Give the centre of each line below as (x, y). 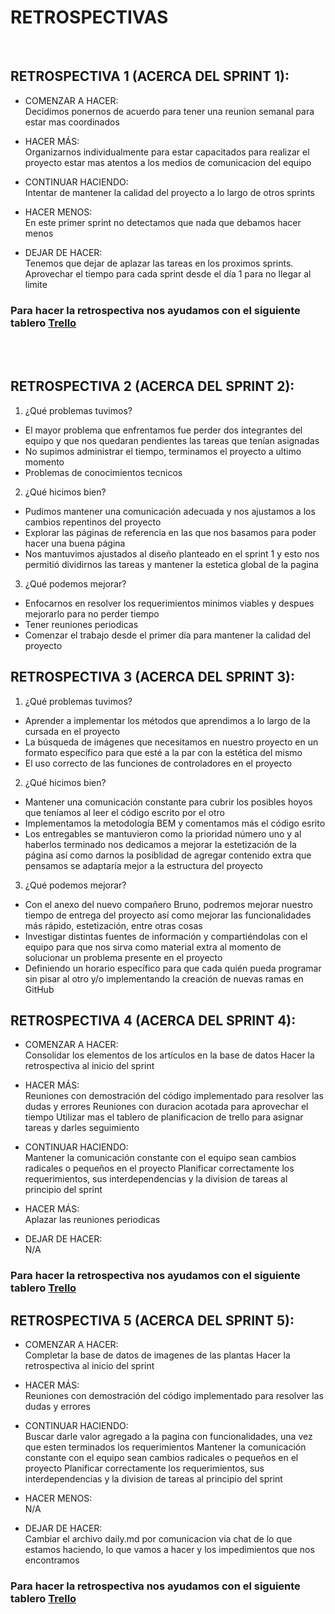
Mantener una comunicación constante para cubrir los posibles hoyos (168, 802)
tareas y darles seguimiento (82, 1128)
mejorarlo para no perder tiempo (92, 613)
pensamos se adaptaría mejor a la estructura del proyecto (143, 865)
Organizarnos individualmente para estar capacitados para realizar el (167, 152)
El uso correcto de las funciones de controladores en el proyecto (158, 763)
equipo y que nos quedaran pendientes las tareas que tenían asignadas (172, 440)
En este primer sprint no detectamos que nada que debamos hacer (163, 222)
